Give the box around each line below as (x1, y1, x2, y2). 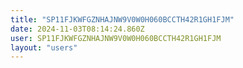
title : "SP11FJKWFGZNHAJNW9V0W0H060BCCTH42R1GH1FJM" (10, 14, 235, 25)
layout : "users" (10, 42, 78, 53)
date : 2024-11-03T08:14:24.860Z (10, 24, 145, 34)
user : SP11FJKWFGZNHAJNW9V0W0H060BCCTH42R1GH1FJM (10, 33, 222, 43)
